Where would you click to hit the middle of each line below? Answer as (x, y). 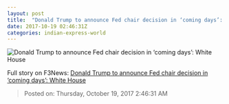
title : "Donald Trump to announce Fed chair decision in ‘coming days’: (115, 20)
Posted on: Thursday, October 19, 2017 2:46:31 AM (96, 94)
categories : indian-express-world (57, 33)
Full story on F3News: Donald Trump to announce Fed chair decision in (108, 73)
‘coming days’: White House (46, 81)
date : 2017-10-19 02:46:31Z (47, 26)
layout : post (26, 13)
